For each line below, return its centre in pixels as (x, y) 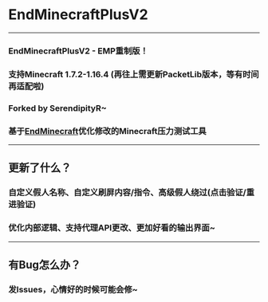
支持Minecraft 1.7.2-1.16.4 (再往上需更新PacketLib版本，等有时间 (134, 74)
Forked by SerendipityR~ (58, 108)
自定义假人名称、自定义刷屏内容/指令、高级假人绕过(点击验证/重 (132, 193)
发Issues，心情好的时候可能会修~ (73, 289)
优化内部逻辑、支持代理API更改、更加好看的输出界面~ (112, 228)
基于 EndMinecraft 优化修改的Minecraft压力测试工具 (108, 131)
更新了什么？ (40, 168)
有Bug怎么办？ (45, 265)
